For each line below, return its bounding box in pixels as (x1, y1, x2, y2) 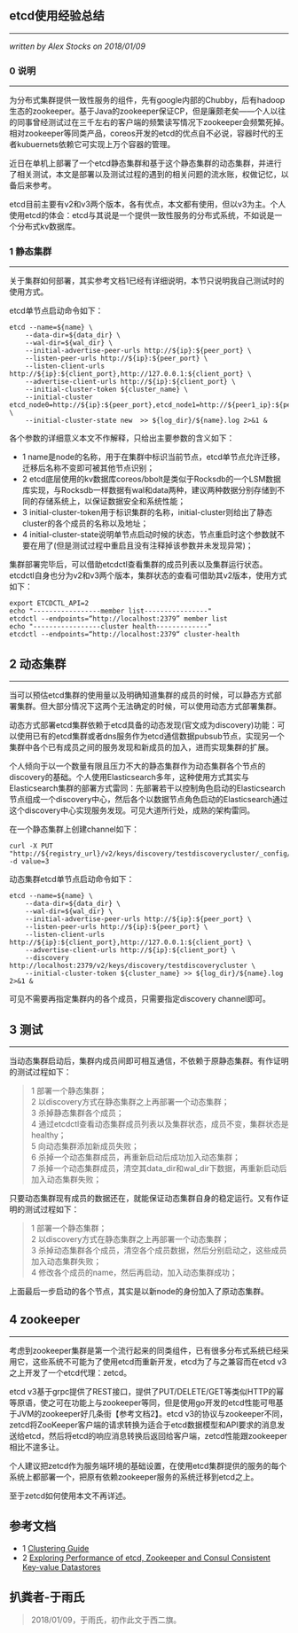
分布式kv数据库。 (16, 221, 81, 232)
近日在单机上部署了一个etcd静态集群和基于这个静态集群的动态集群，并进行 (9, 158, 282, 168)
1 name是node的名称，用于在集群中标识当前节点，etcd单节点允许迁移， (21, 451, 286, 463)
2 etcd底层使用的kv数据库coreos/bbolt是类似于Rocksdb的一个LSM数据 (21, 473, 282, 485)
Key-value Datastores (21, 1561, 102, 1572)
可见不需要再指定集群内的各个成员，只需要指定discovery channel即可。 (9, 994, 271, 1004)
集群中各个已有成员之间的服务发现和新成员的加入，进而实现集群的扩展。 (9, 742, 273, 753)
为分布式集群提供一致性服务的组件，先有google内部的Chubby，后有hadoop (9, 95, 286, 105)
